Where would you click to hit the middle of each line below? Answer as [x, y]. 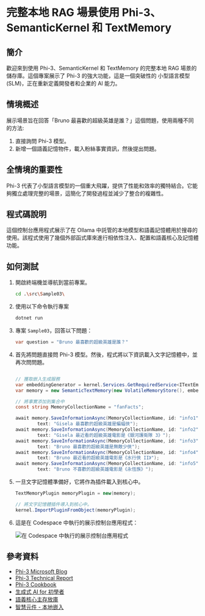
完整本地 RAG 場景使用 [63, 13]
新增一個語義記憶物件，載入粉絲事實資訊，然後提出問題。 [87, 148]
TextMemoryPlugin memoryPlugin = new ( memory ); [75, 493]
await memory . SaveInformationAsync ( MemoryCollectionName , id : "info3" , [108, 441]
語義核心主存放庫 [37, 599]
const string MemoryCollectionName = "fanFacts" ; [80, 407]
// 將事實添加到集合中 [40, 402]
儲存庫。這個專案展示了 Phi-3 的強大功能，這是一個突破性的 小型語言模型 [98, 76]
